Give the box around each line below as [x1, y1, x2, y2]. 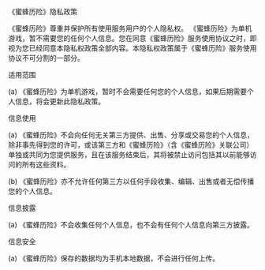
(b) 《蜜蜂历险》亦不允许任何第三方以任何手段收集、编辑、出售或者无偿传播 [8, 177, 255, 186]
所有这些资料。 [21, 160, 71, 169]
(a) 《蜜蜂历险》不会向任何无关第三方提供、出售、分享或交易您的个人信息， [8, 130, 255, 140]
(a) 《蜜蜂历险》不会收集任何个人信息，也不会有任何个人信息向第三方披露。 [8, 220, 255, 229]
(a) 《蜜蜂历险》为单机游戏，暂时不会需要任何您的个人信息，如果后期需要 [8, 87, 248, 96]
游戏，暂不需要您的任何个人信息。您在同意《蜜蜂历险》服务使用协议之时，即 [8, 34, 257, 43]
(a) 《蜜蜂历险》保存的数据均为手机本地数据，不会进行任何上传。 [8, 253, 220, 263]
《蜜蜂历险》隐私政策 [8, 7, 77, 16]
